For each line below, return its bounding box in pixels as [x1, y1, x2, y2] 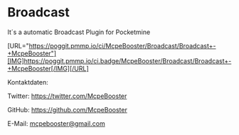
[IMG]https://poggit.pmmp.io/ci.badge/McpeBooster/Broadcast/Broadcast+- [7, 56, 232, 65]
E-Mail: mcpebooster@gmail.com [7, 119, 105, 128]
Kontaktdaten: [7, 77, 48, 86]
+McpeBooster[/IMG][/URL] [7, 64, 89, 72]
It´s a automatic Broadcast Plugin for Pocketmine [7, 28, 151, 36]
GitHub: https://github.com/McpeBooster [7, 105, 128, 114]
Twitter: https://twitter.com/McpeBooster [7, 92, 127, 100]
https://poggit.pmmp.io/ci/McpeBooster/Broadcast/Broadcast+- [28, 41, 216, 50]
